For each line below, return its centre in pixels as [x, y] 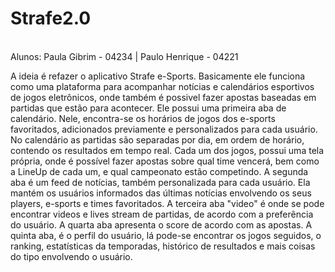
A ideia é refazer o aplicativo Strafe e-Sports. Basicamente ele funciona [158, 76]
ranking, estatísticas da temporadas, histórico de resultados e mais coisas [163, 246]
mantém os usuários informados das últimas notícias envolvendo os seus [161, 193]
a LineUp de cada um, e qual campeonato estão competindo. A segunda [159, 171]
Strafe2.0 [51, 18]
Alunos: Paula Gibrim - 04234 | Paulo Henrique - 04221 [124, 56]
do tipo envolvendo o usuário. [71, 256]
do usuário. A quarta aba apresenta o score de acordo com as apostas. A [161, 224]
